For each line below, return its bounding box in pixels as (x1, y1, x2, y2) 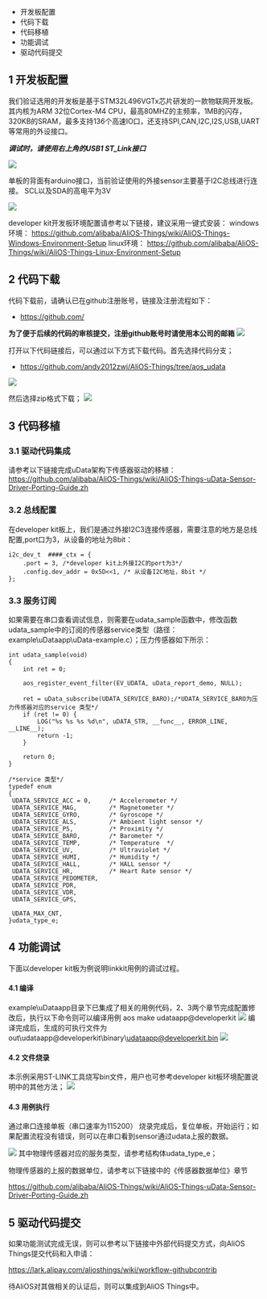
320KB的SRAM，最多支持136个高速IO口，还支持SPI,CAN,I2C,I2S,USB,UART (8, 116, 260, 126)
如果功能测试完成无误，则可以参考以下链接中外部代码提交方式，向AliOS (8, 1239, 245, 1248)
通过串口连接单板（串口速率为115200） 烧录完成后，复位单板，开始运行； (8, 1122, 252, 1131)
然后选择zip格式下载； (8, 393, 82, 403)
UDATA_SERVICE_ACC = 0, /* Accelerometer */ (11, 797, 179, 805)
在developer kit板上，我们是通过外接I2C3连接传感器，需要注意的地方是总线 (8, 524, 257, 534)
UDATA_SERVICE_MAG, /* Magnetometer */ (11, 803, 175, 812)
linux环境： (108, 238, 146, 248)
